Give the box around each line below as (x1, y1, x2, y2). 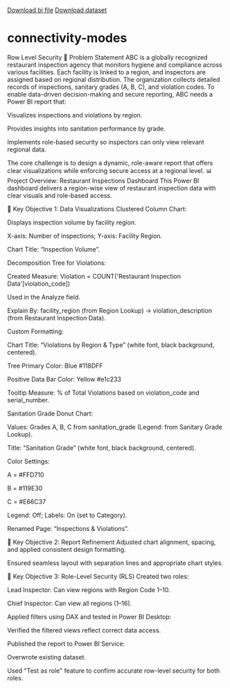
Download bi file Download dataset (7, 6, 107, 14)
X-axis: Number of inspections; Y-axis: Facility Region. (7, 231, 163, 240)
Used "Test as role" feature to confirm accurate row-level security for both (7, 666, 220, 675)
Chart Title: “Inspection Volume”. (7, 245, 100, 253)
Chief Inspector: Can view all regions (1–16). (7, 599, 132, 607)
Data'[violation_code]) (7, 279, 71, 288)
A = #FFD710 (7, 470, 44, 479)
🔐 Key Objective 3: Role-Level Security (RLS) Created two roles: (7, 572, 189, 580)
